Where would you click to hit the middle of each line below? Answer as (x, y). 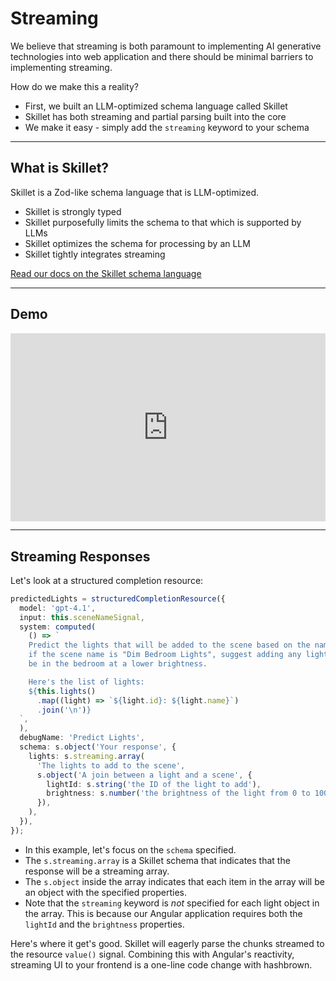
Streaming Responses (80, 556)
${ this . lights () (62, 691)
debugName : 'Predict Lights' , (82, 738)
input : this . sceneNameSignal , (82, 617)
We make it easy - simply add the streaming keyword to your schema (167, 127)
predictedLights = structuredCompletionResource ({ (118, 598)
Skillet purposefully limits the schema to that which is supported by (163, 222)
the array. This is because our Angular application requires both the (163, 913)
